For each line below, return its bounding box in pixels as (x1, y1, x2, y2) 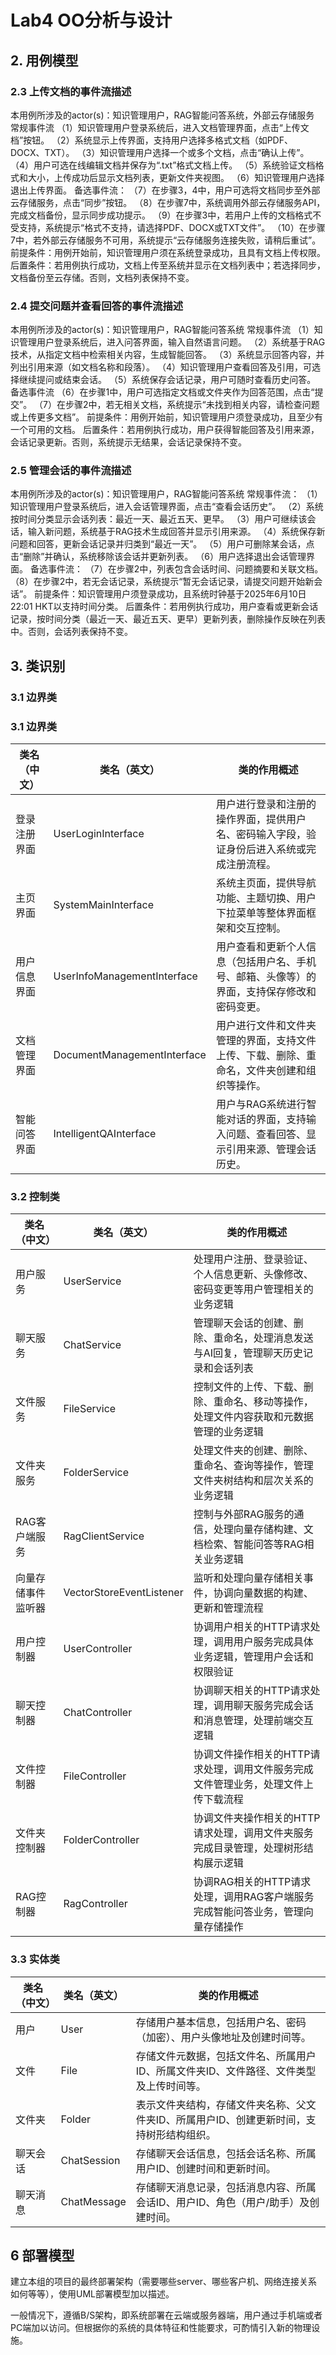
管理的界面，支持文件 (215, 1034, 317, 1048)
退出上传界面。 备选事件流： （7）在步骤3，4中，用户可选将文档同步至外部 (10, 184, 321, 196)
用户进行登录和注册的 (215, 797, 317, 811)
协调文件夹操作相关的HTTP (193, 1811, 321, 1825)
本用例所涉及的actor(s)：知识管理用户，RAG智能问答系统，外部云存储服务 (10, 109, 315, 121)
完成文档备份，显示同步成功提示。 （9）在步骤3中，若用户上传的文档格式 (10, 209, 313, 221)
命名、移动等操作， (223, 1395, 314, 1409)
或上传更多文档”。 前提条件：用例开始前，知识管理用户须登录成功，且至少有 (10, 411, 324, 423)
